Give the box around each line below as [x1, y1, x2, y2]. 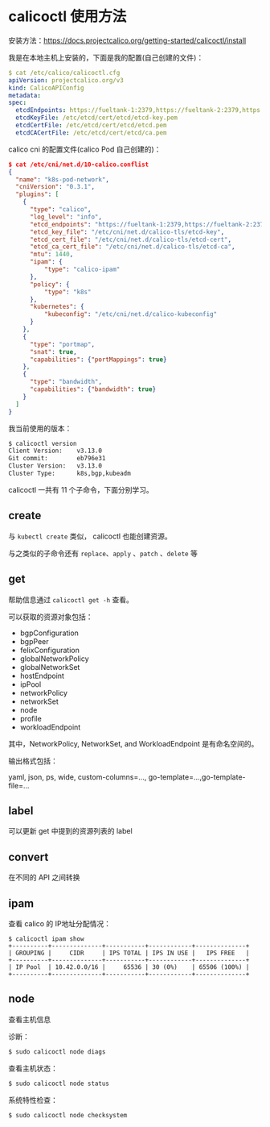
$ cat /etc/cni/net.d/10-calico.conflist [8, 160, 149, 168]
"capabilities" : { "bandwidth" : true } [29, 385, 157, 393]
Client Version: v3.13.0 [8, 447, 103, 455]
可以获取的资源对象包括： [8, 612, 93, 622]
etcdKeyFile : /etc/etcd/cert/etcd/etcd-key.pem [15, 114, 178, 122]
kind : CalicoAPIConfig [8, 84, 84, 92]
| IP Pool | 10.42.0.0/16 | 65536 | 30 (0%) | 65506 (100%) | [8, 963, 250, 971]
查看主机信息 [8, 1014, 51, 1024]
